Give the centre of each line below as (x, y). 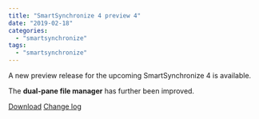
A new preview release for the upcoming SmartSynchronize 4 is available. (130, 75)
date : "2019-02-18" (41, 23)
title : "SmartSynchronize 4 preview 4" (75, 16)
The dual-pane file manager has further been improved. (101, 91)
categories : (28, 30)
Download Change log (45, 106)
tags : (17, 46)
